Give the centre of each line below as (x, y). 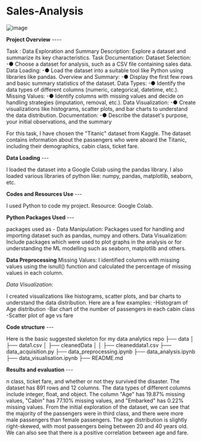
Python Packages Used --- (40, 217)
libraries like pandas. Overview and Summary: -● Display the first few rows (100, 77)
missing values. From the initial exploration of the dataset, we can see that (98, 407)
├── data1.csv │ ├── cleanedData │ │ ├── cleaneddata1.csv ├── (89, 345)
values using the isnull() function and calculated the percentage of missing (99, 266)
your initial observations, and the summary (59, 121)
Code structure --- (30, 327)
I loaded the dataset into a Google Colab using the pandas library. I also (95, 169)
